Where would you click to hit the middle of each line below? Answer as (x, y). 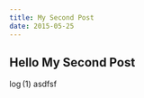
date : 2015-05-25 (42, 26)
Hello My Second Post (72, 62)
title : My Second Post (52, 18)
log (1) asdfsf (33, 84)
